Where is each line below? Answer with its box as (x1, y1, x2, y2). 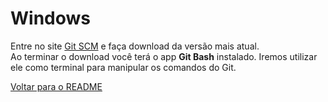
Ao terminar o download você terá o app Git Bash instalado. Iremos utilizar (10, 50, 318, 62)
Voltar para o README (10, 80, 103, 92)
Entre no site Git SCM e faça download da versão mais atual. (10, 40, 260, 52)
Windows (10, 7, 91, 30)
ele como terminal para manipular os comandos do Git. (10, 61, 237, 73)
